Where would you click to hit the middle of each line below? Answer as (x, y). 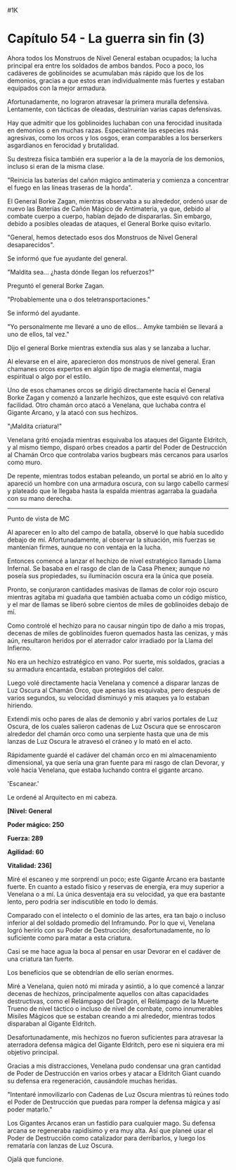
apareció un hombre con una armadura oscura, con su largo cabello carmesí (118, 483)
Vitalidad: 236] (30, 865)
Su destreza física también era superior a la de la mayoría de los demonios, (116, 158)
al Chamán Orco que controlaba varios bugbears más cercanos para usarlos (118, 454)
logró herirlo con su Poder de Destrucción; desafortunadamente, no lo (109, 930)
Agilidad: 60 (26, 852)
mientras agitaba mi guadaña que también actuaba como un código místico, (117, 597)
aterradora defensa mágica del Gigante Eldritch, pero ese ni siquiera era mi (116, 1045)
